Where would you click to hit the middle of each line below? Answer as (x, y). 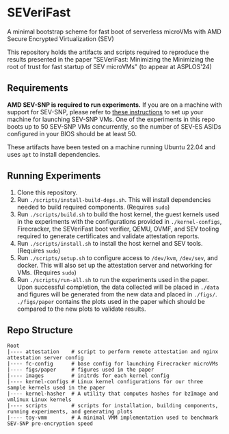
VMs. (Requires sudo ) (47, 272)
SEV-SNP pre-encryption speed (50, 424)
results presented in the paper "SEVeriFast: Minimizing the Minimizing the (111, 59)
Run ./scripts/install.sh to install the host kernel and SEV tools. (110, 243)
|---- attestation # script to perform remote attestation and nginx (113, 352)
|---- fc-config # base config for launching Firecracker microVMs (113, 364)
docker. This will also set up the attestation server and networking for (114, 265)
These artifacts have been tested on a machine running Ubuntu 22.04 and (111, 147)
